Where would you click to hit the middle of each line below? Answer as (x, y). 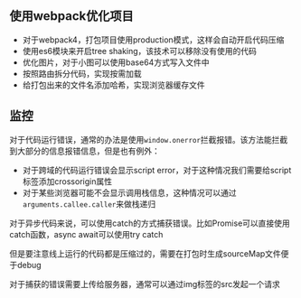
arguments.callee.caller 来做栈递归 (89, 204)
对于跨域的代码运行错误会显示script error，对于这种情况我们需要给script (157, 170)
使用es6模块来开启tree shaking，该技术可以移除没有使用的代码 (140, 51)
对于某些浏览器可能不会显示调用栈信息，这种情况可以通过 (129, 192)
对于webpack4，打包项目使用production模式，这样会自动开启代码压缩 (153, 40)
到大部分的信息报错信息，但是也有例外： (85, 151)
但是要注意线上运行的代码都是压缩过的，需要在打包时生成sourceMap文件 (146, 253)
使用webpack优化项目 (71, 16)
